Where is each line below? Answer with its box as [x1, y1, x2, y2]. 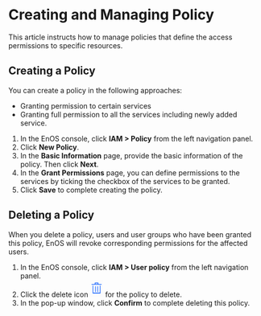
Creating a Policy [8, 64, 96, 78]
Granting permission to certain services [19, 101, 151, 110]
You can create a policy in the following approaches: [8, 85, 183, 95]
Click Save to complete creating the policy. [19, 185, 163, 195]
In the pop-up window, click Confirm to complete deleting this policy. [19, 298, 251, 307]
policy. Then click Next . [19, 159, 99, 169]
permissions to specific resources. [8, 40, 123, 50]
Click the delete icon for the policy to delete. [19, 289, 183, 299]
